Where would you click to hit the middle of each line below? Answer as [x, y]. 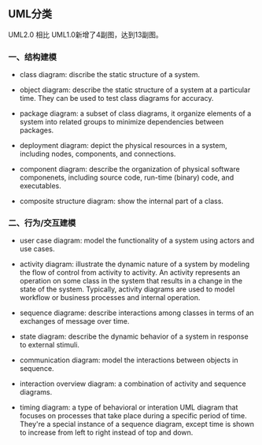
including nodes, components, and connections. [98, 154]
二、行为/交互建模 [42, 223]
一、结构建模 [33, 57]
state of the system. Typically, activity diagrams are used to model [127, 289]
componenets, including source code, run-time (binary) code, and [127, 178]
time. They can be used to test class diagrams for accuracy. [116, 98]
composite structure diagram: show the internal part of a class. [122, 201]
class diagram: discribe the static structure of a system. [110, 75]
